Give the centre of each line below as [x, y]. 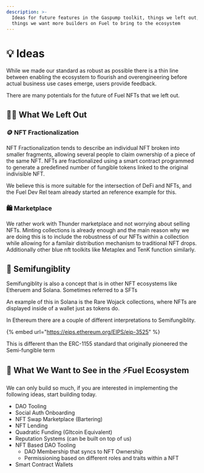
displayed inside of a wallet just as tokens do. [63, 308]
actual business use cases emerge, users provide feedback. [81, 84]
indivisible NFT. [26, 174]
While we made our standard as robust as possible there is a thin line [93, 71]
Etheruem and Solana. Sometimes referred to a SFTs [72, 290]
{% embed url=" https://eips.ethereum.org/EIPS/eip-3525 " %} [83, 332]
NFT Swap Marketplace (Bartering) [59, 419]
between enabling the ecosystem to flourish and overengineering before [97, 77]
